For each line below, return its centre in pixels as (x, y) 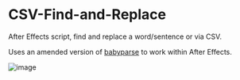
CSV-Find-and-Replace (87, 15)
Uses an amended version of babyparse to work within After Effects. (120, 51)
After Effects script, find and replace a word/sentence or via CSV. (115, 36)
